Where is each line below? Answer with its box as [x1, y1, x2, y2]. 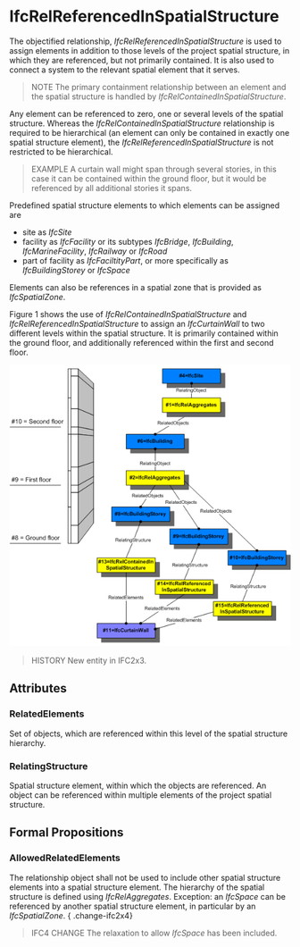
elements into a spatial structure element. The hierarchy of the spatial [9, 882, 265, 893]
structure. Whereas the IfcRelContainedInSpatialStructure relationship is [9, 118, 275, 129]
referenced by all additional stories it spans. [30, 182, 193, 193]
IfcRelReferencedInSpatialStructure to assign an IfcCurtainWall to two [9, 318, 265, 329]
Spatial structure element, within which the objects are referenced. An [9, 780, 267, 791]
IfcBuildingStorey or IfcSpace [21, 264, 131, 275]
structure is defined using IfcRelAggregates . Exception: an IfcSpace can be [9, 891, 287, 901]
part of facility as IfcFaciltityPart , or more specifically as [21, 255, 229, 265]
